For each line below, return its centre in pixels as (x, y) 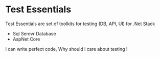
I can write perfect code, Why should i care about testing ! (66, 49)
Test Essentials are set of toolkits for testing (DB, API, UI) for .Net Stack (80, 24)
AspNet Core (26, 39)
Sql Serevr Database (34, 33)
